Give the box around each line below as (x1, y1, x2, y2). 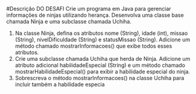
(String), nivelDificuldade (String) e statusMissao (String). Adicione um (14, 36, 191, 43)
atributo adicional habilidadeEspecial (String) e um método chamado (14, 61, 186, 69)
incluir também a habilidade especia (14, 81, 105, 88)
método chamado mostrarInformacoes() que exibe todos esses (14, 42, 172, 49)
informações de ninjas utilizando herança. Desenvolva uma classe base (6, 11, 184, 19)
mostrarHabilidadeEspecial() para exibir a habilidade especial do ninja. (14, 68, 191, 75)
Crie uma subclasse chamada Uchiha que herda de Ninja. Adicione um (14, 55, 191, 62)
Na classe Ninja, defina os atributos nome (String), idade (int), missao (14, 30, 188, 37)
